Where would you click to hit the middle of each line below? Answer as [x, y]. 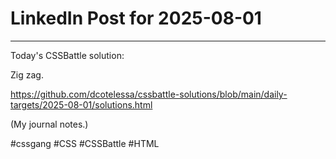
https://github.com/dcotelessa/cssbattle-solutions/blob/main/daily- [149, 94]
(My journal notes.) [49, 124]
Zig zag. [27, 74]
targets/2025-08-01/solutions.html [81, 104]
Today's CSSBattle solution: [67, 55]
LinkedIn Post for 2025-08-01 [136, 18]
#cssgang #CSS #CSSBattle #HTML [85, 143]
